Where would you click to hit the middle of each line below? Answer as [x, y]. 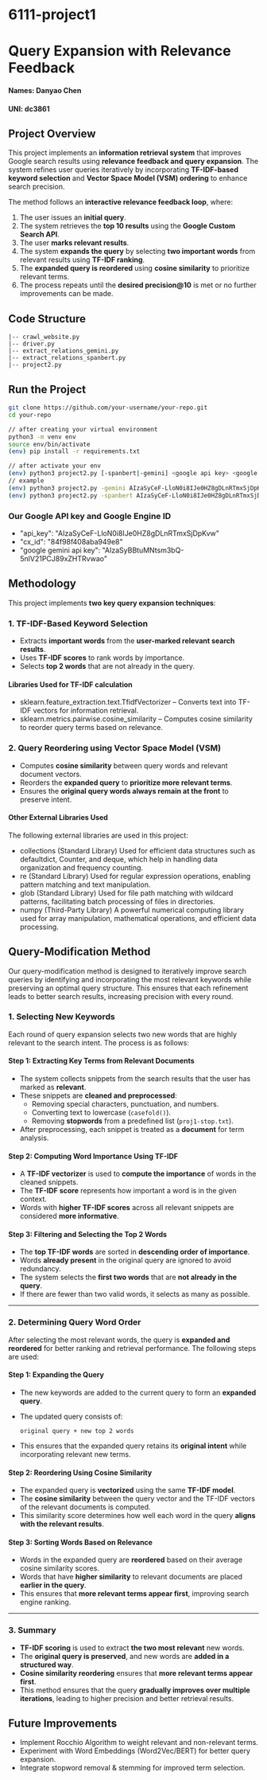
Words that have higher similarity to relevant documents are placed [131, 1577]
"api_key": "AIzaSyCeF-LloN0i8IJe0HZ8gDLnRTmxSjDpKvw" [120, 533]
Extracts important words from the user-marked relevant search [127, 641]
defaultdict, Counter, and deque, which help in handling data [119, 859]
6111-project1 [52, 15]
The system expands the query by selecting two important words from [137, 252]
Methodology [43, 584]
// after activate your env [55, 466]
